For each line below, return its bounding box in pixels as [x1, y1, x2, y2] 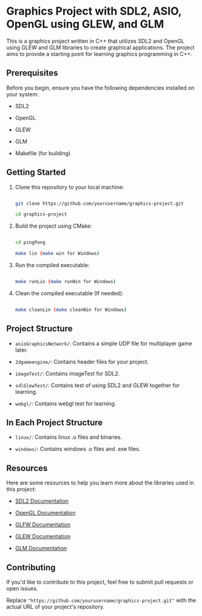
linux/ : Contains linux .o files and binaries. [15, 433, 123, 441]
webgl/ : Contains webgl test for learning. [15, 400, 116, 407]
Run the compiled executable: [15, 262, 90, 269]
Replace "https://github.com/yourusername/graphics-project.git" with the [6, 597, 197, 604]
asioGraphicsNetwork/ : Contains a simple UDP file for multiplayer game [15, 340, 192, 347]
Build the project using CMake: [15, 222, 92, 229]
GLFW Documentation [15, 521, 71, 528]
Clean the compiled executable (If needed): [15, 289, 124, 296]
